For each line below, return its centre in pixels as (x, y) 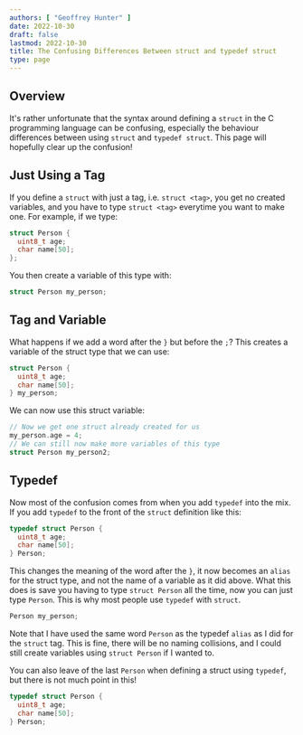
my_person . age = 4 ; (46, 436)
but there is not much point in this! (73, 680)
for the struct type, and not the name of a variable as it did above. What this (150, 580)
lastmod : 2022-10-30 (48, 43)
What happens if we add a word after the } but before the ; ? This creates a (149, 342)
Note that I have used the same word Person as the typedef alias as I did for (151, 633)
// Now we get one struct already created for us (105, 427)
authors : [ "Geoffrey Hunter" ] (70, 18)
